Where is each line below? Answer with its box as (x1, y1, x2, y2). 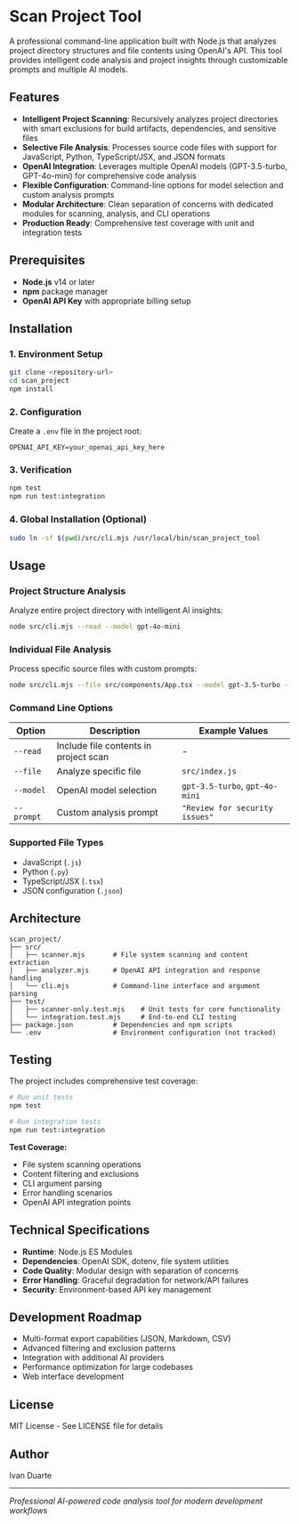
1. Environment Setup (9, 347, 104, 360)
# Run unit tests (9, 1093, 74, 1102)
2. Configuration (9, 405, 82, 417)
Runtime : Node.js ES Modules (21, 1246, 133, 1257)
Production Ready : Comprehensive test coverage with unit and (21, 217, 255, 228)
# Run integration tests (9, 1117, 101, 1127)
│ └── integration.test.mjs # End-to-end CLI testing (9, 1012, 238, 1021)
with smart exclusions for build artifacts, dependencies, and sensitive (21, 123, 277, 134)
